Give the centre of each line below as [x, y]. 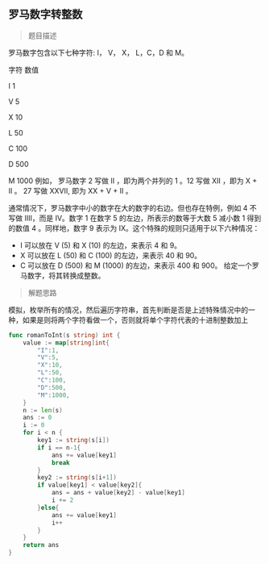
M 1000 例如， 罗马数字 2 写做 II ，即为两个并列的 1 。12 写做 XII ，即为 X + [133, 181]
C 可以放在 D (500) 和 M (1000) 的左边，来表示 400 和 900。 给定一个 [136, 265]
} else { [48, 508]
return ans [41, 545]
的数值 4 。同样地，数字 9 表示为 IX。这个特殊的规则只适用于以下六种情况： [134, 228]
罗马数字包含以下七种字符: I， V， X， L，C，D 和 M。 [99, 52]
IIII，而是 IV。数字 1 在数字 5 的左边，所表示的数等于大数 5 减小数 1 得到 [143, 218]
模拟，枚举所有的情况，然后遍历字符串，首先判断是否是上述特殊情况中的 [128, 310]
